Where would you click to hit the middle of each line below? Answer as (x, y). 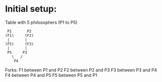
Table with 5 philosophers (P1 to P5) (41, 22)
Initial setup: (31, 9)
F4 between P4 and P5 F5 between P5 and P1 (51, 75)
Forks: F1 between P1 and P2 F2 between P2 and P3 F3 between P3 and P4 (81, 70)
